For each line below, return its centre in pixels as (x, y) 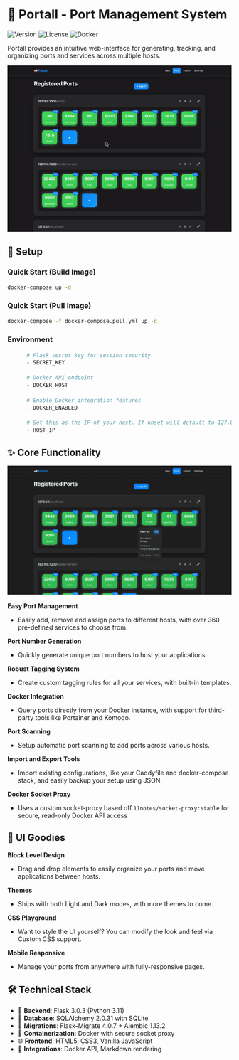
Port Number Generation (44, 641)
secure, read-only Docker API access (73, 815)
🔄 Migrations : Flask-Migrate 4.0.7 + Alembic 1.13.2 (91, 1025)
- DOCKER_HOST (47, 386)
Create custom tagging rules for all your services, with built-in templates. (124, 682)
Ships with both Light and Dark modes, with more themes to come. (115, 903)
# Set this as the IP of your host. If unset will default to (120, 423)
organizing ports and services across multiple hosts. (84, 55)
